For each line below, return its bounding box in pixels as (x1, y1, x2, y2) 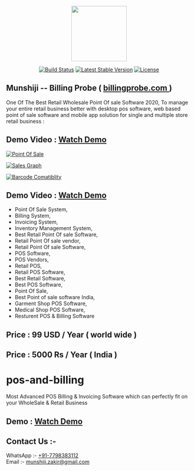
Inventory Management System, (14, 225, 93, 232)
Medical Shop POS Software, (14, 306, 86, 313)
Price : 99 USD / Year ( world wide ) (6, 329, 137, 339)
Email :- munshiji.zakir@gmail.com (6, 458, 90, 466)
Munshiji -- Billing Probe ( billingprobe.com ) (6, 83, 172, 93)
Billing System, (14, 212, 51, 220)
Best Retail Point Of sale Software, (14, 231, 98, 238)
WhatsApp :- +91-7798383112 (6, 452, 78, 459)
